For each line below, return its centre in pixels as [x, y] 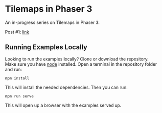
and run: [13, 69]
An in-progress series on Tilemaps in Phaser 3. [52, 22]
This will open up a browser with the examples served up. [63, 105]
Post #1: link [17, 32]
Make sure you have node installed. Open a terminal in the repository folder [81, 64]
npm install [17, 78]
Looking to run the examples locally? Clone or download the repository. [77, 59]
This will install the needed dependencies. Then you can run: [67, 87]
